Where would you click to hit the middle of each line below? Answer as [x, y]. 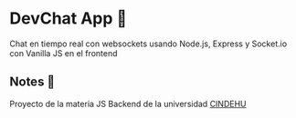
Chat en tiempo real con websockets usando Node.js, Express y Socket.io [148, 44]
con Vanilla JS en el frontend [63, 53]
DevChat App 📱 [69, 19]
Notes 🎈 [32, 82]
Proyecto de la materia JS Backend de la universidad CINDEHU [128, 103]
